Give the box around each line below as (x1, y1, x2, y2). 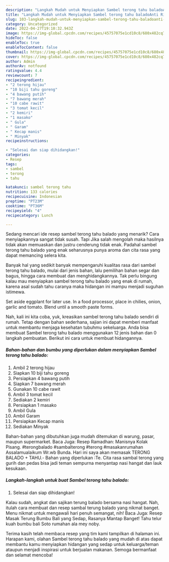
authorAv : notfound (6, 63, 47, 68)
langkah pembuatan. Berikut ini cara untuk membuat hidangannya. (6, 335, 143, 341)
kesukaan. (6, 465, 27, 471)
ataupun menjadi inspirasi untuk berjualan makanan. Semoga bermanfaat (6, 547, 157, 553)
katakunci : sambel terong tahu (6, 185, 71, 190)
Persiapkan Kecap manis (13, 418, 64, 425)
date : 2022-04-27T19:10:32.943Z (6, 26, 73, 31)
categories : (6, 152, 31, 158)
